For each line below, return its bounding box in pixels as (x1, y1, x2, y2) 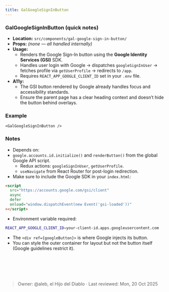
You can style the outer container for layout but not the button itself (12, 240, 153, 246)
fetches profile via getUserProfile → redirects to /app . (20, 67, 133, 74)
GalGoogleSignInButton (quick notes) (5, 24, 99, 31)
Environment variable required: (12, 215, 77, 222)
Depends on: (12, 147, 39, 153)
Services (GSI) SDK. (20, 56, 63, 63)
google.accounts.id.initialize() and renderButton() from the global (12, 152, 158, 158)
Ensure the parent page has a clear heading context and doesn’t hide (20, 94, 164, 100)
